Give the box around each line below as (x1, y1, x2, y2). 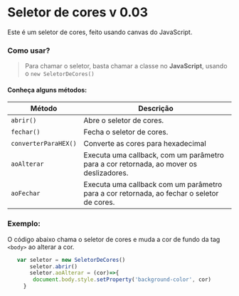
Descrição (138, 104, 174, 114)
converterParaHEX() (11, 139, 77, 148)
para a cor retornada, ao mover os (83, 159, 198, 169)
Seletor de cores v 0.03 (7, 4, 148, 21)
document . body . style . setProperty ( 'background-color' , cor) (33, 276, 212, 283)
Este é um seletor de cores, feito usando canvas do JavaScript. (7, 28, 193, 36)
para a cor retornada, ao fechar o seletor (83, 189, 219, 199)
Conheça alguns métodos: (7, 85, 87, 94)
